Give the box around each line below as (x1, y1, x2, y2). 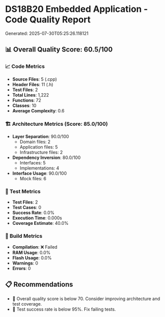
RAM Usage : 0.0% (12, 249, 51, 256)
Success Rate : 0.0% (12, 210, 55, 216)
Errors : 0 (12, 265, 31, 271)
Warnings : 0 (12, 260, 39, 266)
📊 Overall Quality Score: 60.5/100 (5, 46, 113, 54)
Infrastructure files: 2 (19, 149, 63, 155)
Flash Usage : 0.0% (12, 255, 52, 261)
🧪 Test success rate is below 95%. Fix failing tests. (12, 306, 116, 313)
